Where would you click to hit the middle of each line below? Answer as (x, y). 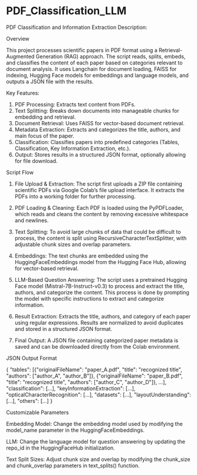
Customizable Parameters (37, 412)
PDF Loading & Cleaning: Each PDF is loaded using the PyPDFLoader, (99, 207)
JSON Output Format (32, 358)
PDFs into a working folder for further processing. (75, 196)
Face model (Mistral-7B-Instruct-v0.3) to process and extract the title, (99, 286)
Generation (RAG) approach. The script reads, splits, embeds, (111, 56)
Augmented (20, 56)
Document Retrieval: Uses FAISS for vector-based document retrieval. (99, 123)
